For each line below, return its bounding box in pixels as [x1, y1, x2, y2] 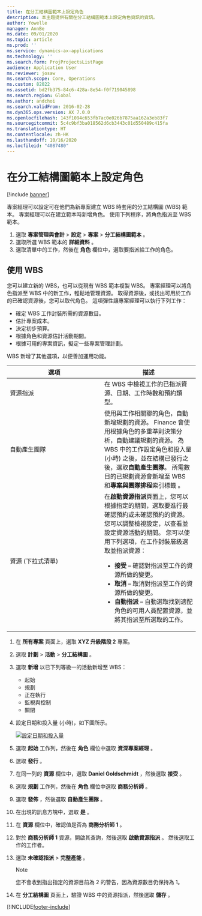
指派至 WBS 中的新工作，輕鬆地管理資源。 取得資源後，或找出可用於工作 [11, 289, 191, 297]
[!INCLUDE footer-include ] [7, 903, 71, 911]
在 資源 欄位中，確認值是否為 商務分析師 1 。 [15, 821, 125, 828]
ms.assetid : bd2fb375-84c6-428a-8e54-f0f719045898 [7, 87, 136, 93]
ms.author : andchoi [7, 98, 56, 104]
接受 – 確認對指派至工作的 [114, 562, 187, 570]
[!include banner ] [7, 190, 50, 198]
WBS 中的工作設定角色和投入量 [104, 445, 192, 454]
